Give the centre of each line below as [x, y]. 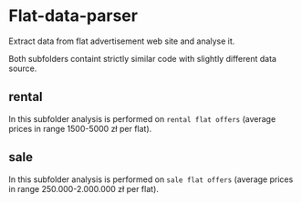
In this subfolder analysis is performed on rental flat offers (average [142, 118]
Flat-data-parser [73, 16]
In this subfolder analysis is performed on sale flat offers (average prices [151, 179]
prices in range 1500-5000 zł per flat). [80, 128]
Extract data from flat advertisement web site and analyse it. [122, 41]
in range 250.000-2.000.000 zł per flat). [83, 188]
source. [23, 68]
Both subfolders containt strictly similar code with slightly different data [143, 58]
